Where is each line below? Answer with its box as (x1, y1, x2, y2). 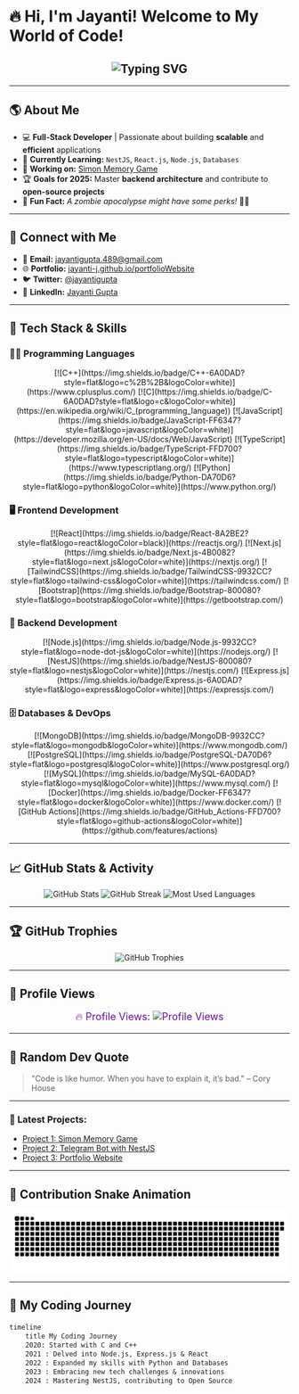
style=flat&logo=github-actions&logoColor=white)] (56, 816, 243, 827)
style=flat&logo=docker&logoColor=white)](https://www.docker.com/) (17, 796, 274, 808)
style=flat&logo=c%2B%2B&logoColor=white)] (63, 377, 236, 388)
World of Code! (9, 26, 125, 46)
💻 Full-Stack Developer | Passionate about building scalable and (21, 131, 264, 142)
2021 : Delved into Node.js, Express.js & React (25, 1349, 209, 1358)
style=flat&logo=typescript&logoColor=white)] (64, 453, 235, 464)
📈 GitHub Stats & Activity (9, 861, 154, 876)
